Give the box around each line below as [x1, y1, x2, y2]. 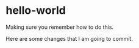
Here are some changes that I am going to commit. [5, 35, 134, 42]
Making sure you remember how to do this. [5, 23, 114, 31]
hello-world [5, 4, 66, 17]
